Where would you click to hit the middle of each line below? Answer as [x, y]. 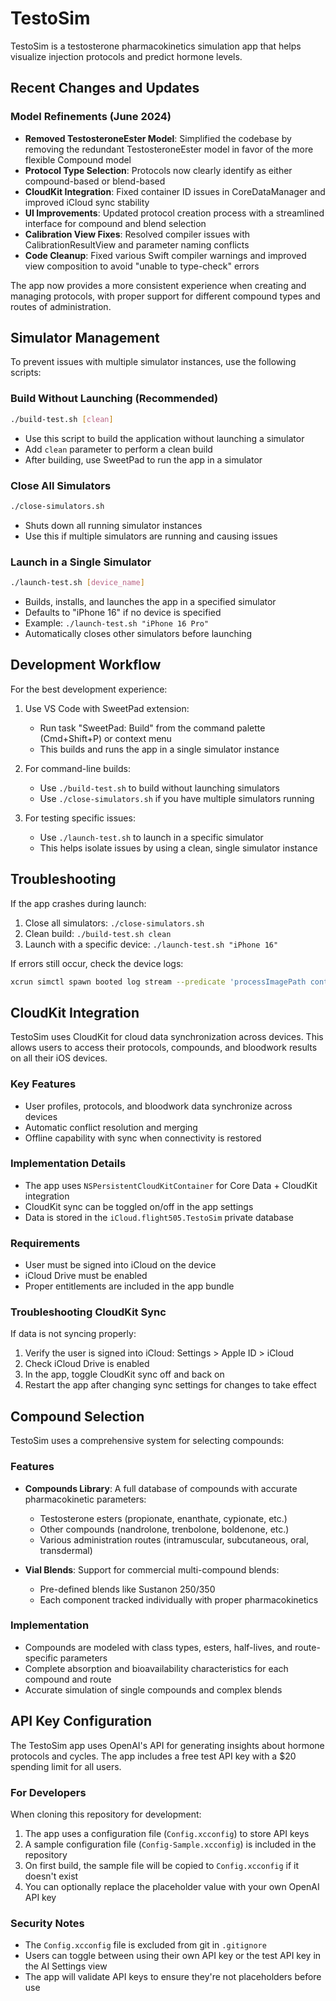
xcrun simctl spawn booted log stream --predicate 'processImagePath [158, 982]
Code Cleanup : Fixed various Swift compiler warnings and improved [165, 255]
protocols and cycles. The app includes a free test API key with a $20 [153, 1756]
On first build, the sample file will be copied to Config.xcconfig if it [162, 1865]
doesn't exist [51, 1876]
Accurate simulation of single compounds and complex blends [153, 1689]
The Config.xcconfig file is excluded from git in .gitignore [145, 1945]
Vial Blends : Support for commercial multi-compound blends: [152, 1569]
